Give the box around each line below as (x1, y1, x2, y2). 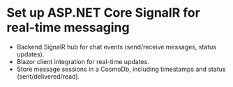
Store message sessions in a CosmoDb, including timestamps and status (16, 65, 226, 73)
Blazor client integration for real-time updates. (16, 57, 149, 65)
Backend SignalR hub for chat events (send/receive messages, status (16, 42, 217, 51)
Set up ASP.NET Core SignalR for (6, 5, 200, 21)
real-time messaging (6, 19, 130, 35)
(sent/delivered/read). (16, 72, 80, 81)
